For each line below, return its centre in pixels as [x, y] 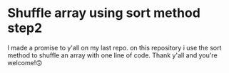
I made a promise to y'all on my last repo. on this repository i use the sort [114, 47]
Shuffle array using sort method [104, 13]
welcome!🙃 [25, 62]
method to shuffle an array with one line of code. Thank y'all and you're [112, 55]
